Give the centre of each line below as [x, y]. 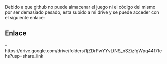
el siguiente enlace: [25, 18]
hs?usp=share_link [24, 56]
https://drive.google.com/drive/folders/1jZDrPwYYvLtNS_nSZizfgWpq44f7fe [84, 51]
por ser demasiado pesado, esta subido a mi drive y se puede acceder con [82, 12]
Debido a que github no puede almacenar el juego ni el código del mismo [80, 7]
